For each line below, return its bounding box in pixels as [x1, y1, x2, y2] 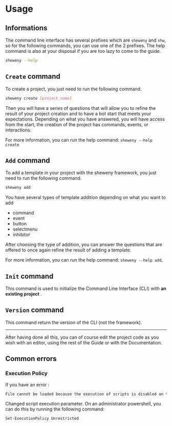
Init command [5, 272, 54, 280]
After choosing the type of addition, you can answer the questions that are [5, 242, 162, 248]
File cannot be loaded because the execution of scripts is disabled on [5, 391, 164, 397]
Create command [5, 72, 60, 81]
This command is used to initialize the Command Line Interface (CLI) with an [5, 285, 166, 292]
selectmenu [12, 226, 38, 233]
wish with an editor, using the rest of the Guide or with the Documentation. [5, 339, 162, 345]
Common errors [5, 355, 57, 363]
